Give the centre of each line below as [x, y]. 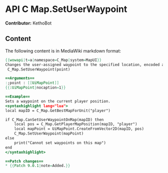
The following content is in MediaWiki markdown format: [63, 50]
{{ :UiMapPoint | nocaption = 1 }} [35, 88]
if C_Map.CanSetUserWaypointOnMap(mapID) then [54, 119]
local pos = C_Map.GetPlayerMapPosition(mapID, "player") [76, 124]
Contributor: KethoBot [28, 23]
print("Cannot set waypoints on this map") [60, 143]
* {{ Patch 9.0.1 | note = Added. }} [38, 166]
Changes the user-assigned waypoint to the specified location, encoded [82, 64]
